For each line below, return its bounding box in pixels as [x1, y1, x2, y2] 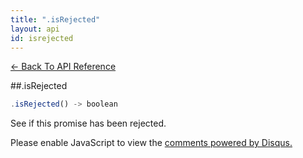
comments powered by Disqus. [164, 137, 293, 149]
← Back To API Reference [10, 61, 117, 73]
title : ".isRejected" [10, 14, 101, 25]
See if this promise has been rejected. [10, 117, 167, 130]
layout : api [10, 24, 60, 34]
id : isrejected [10, 33, 74, 43]
